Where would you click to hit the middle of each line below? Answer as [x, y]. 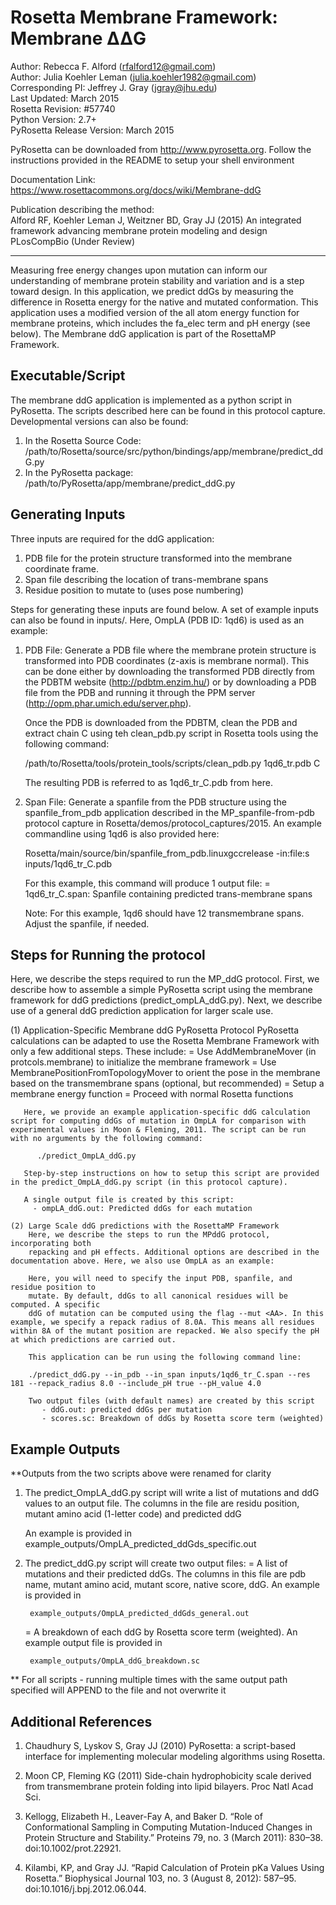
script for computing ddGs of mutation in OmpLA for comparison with [158, 1121]
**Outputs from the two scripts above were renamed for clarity [141, 1473]
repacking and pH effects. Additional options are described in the [174, 1252]
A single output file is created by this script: [129, 1200]
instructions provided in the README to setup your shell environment [152, 160]
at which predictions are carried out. [93, 1340]
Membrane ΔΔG [78, 38]
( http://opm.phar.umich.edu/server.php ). [108, 703]
